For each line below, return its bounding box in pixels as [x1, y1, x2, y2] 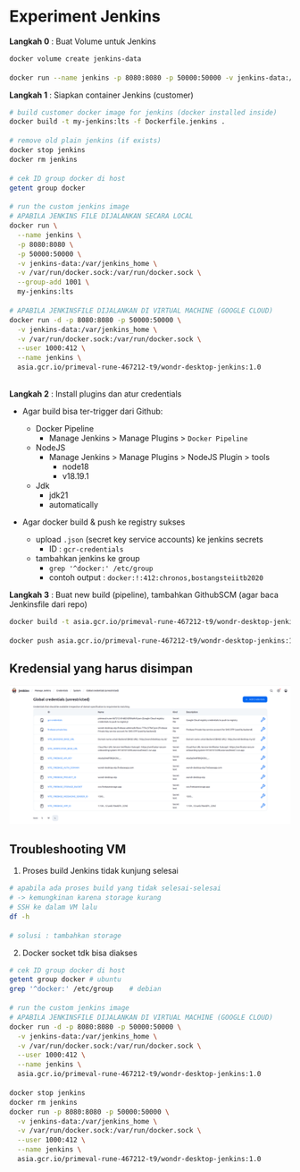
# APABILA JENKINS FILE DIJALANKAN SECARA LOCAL [9, 212, 194, 221]
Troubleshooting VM [9, 842, 127, 857]
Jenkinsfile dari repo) [9, 598, 87, 610]
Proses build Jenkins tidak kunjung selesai [21, 866, 179, 877]
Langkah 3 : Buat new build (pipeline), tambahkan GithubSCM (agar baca [9, 589, 279, 600]
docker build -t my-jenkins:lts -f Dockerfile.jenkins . [9, 117, 226, 126]
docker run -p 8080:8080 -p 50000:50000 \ [9, 1108, 170, 1116]
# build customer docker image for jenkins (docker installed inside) [9, 107, 278, 117]
